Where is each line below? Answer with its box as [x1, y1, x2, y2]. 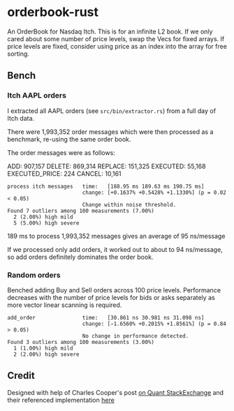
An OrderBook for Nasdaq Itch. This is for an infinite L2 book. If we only [7, 27, 213, 36]
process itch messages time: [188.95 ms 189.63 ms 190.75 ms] [7, 183, 205, 190]
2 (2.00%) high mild [13, 214, 73, 221]
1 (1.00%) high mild [13, 345, 73, 352]
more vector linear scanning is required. [7, 301, 122, 309]
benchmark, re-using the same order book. [7, 135, 131, 143]
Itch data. [7, 114, 35, 122]
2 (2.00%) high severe [13, 350, 80, 358]
